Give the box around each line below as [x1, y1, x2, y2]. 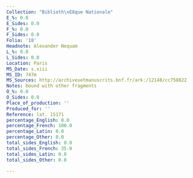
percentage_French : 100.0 [6, 123, 72, 129]
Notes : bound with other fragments [6, 83, 97, 89]
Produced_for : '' [6, 105, 51, 112]
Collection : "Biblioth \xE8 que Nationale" [6, 9, 114, 15]
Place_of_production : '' [6, 100, 70, 106]
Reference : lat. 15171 [6, 111, 64, 117]
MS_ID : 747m [6, 72, 37, 78]
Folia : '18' [6, 37, 37, 43]
